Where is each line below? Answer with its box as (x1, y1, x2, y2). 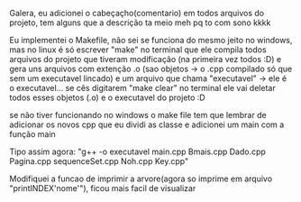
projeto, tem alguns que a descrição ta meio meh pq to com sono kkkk (9, 17, 271, 28)
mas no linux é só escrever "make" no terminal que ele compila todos (9, 44, 268, 55)
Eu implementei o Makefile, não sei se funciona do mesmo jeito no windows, (9, 35, 293, 45)
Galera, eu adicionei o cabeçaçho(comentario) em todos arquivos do (9, 8, 264, 18)
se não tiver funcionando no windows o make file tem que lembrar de (9, 110, 268, 120)
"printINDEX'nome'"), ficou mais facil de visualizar (9, 183, 196, 193)
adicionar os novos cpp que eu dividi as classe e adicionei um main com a (9, 119, 285, 130)
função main (9, 129, 56, 139)
